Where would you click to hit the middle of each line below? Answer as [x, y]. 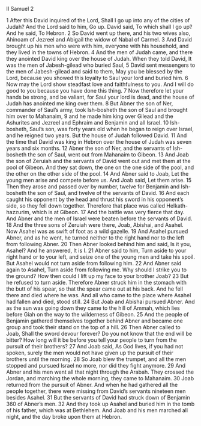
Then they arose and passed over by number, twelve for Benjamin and [93, 187]
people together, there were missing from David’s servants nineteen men [96, 391]
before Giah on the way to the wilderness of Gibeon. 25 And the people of [97, 314]
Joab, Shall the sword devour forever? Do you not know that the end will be [99, 334]
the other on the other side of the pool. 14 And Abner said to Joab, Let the [97, 174]
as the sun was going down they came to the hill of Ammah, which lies [93, 308]
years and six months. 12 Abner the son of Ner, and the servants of [89, 148]
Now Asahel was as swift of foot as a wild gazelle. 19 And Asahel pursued [97, 231]
